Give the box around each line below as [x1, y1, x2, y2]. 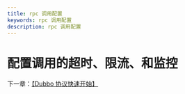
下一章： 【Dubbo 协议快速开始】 [7, 79, 99, 88]
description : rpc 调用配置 [7, 23, 81, 30]
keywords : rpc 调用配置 [7, 17, 72, 24]
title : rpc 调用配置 [7, 10, 63, 17]
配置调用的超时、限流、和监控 [7, 55, 179, 71]
